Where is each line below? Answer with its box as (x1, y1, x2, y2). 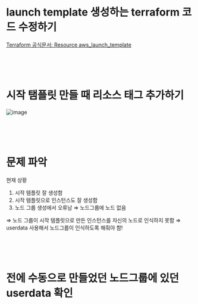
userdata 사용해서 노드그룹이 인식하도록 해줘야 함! (6, 224, 123, 231)
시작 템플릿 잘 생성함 (14, 189, 63, 196)
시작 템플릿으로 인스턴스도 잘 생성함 (14, 196, 98, 203)
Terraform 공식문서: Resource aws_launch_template (6, 41, 132, 48)
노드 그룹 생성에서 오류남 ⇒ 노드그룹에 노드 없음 (14, 204, 127, 211)
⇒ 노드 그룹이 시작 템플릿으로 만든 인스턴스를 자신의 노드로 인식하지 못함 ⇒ (6, 216, 181, 224)
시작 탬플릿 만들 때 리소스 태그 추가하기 (6, 89, 184, 102)
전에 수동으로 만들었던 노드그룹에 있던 (6, 272, 180, 285)
